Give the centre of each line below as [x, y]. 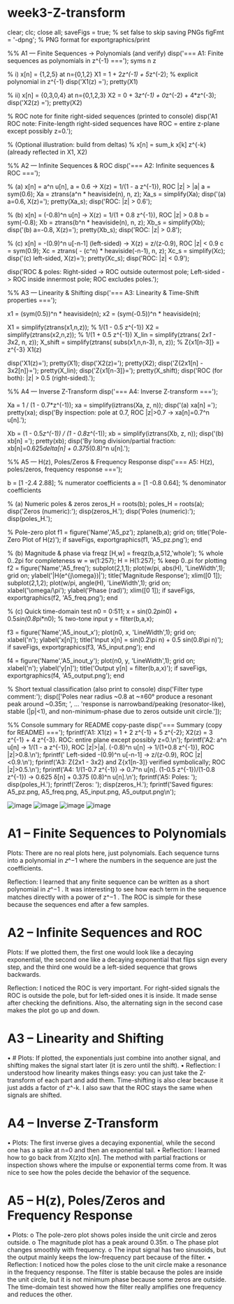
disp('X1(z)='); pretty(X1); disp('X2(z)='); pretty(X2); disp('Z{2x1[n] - [105, 363]
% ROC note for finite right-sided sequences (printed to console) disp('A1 [112, 116]
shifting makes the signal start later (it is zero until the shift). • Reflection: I [114, 1065]
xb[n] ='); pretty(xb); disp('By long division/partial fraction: [92, 440]
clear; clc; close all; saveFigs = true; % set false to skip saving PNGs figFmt [116, 32]
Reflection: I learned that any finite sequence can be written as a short [108, 882]
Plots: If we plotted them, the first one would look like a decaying [100, 952]
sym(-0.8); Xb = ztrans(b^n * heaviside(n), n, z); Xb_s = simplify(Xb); [106, 222]
